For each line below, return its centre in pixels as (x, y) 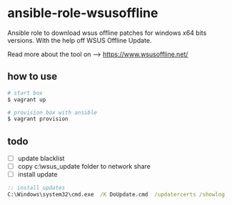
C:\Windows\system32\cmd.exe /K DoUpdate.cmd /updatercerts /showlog (116, 195)
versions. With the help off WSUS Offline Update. (80, 40)
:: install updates (36, 188)
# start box (25, 93)
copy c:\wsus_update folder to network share (84, 167)
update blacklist (41, 159)
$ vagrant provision (38, 119)
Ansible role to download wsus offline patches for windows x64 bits (107, 33)
